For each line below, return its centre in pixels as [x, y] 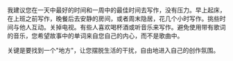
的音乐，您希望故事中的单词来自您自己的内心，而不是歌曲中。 [95, 36]
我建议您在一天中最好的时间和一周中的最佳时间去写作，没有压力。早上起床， [116, 10]
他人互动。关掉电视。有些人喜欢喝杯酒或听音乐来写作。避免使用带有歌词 [122, 27]
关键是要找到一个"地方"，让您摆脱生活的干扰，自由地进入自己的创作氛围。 [113, 50]
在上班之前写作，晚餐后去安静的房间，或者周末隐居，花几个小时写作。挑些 [113, 19]
